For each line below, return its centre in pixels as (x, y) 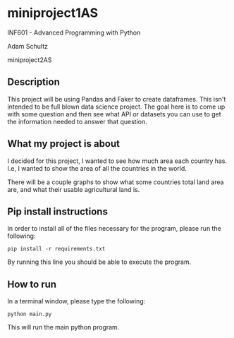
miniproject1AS (53, 13)
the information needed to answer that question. (77, 121)
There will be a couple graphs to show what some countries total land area (116, 182)
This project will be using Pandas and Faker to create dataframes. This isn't (117, 99)
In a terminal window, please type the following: (76, 301)
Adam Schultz (27, 46)
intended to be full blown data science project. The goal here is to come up (116, 107)
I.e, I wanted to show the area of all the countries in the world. (97, 168)
